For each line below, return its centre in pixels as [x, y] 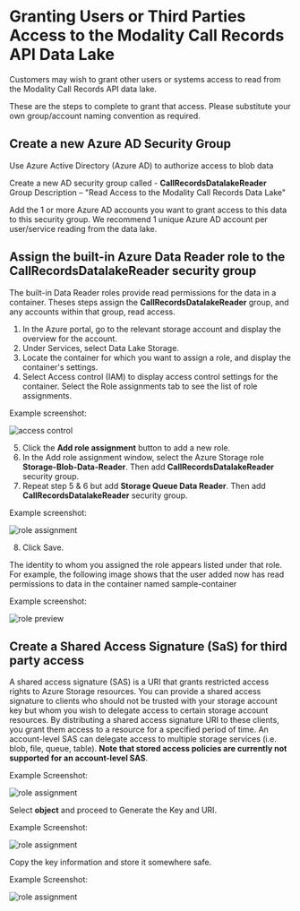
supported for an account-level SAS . [79, 758]
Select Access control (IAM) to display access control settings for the [150, 376]
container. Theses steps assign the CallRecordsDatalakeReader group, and [149, 302]
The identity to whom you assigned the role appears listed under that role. [146, 564]
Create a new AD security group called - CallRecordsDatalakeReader [138, 183]
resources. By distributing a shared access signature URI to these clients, [144, 720]
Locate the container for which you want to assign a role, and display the [156, 357]
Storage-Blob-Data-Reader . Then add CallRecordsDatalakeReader [148, 467]
